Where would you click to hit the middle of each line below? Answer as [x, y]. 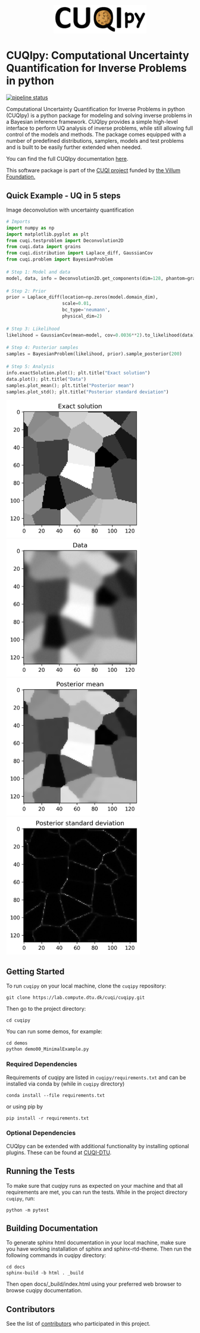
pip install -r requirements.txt [48, 1118]
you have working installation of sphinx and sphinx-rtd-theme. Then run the [99, 1249]
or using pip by [25, 1106]
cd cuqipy [18, 1020]
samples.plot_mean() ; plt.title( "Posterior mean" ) [70, 386]
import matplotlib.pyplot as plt [48, 234]
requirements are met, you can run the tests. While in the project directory [97, 1192]
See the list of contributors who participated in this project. [78, 1324]
